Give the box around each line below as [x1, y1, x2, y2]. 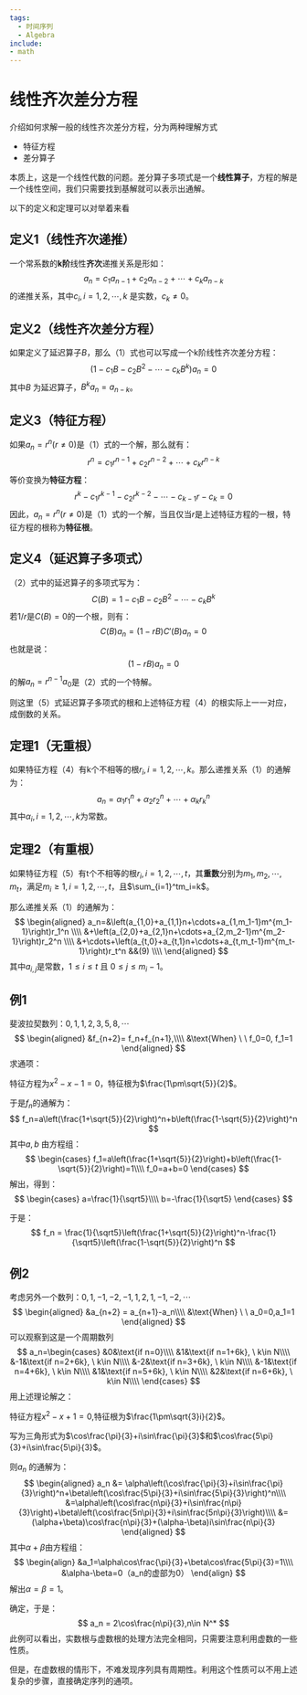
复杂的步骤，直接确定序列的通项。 [9, 1675, 138, 1686]
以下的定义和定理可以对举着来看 [9, 203, 130, 214]
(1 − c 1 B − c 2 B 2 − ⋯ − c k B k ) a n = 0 [90, 362, 217, 376]
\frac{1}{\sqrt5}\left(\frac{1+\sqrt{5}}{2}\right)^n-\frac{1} [64, 1227, 277, 1238]
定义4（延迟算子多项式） [9, 551, 151, 567]
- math [9, 48, 35, 57]
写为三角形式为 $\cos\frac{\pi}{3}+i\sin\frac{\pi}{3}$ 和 [9, 1430, 213, 1441]
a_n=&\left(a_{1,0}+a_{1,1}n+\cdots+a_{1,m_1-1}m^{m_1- [87, 916, 293, 927]
